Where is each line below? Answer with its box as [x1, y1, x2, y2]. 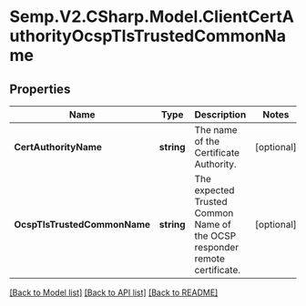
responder [194, 241, 240, 253]
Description [194, 108, 247, 120]
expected [194, 184, 235, 197]
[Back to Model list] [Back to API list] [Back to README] [9, 287, 219, 298]
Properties [9, 81, 71, 97]
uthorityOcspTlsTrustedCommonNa [9, 25, 287, 46]
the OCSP [194, 229, 237, 242]
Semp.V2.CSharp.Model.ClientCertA [9, 6, 294, 27]
